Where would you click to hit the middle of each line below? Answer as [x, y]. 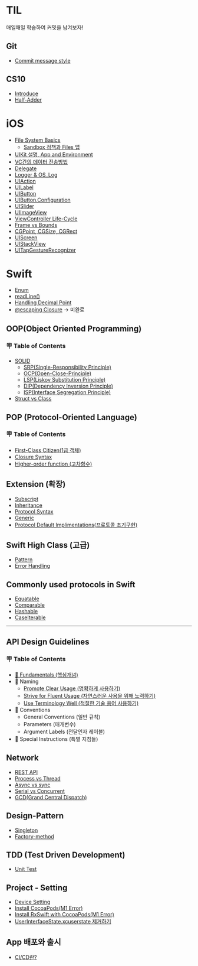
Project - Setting [37, 888]
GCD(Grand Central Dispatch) [51, 797]
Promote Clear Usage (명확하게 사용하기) [72, 688]
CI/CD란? [26, 957]
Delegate [26, 168]
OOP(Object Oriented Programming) [74, 328]
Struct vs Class [33, 399]
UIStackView [30, 243]
